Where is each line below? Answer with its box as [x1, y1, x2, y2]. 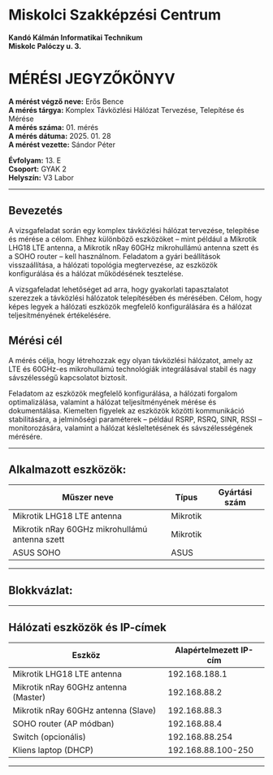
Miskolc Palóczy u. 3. [8, 41, 82, 50]
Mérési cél [8, 334, 63, 348]
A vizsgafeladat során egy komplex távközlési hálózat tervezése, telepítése [8, 225, 260, 235]
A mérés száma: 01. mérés [8, 122, 99, 132]
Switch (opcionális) [12, 731, 87, 743]
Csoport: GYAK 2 [8, 164, 67, 174]
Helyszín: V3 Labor [8, 172, 75, 182]
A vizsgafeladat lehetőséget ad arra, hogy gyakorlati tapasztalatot [8, 284, 229, 294]
